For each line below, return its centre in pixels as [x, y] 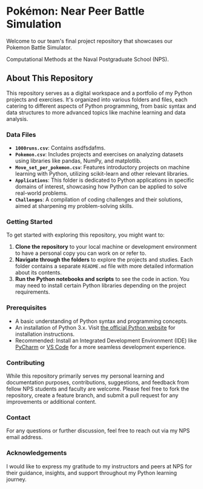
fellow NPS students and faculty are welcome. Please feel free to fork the [98, 389]
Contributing [25, 362]
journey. [16, 479]
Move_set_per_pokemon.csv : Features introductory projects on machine [102, 167]
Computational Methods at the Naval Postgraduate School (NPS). [88, 59]
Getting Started [29, 221]
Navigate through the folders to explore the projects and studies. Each [104, 260]
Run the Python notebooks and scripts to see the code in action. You [102, 279]
